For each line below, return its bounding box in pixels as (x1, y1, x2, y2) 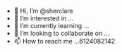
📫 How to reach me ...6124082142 (13, 37, 116, 45)
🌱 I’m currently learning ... (13, 22, 90, 30)
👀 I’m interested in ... (13, 14, 74, 22)
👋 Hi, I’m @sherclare (13, 7, 73, 15)
